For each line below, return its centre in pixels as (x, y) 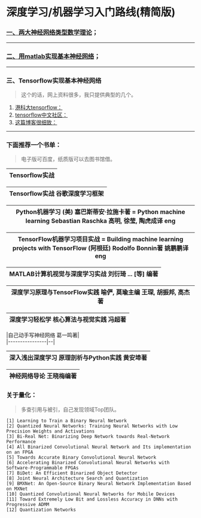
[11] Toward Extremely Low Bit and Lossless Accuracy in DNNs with (92, 499)
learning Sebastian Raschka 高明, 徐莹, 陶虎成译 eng (100, 221)
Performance (21, 441)
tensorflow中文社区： (41, 115)
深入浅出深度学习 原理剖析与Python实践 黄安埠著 (78, 358)
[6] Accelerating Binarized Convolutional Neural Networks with (88, 462)
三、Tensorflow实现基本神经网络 (54, 80)
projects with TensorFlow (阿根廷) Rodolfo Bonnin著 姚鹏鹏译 (100, 248)
